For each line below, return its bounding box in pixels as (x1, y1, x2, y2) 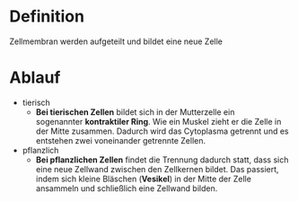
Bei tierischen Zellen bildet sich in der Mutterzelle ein (35, 106, 235, 118)
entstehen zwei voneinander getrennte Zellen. (35, 135, 206, 145)
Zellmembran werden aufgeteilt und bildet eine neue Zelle (9, 36, 223, 47)
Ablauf (9, 67, 61, 88)
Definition (9, 6, 85, 27)
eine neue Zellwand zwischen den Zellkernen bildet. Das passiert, (35, 163, 280, 174)
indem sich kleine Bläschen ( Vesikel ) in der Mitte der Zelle (35, 173, 251, 184)
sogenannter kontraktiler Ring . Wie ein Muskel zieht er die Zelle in (35, 116, 282, 127)
